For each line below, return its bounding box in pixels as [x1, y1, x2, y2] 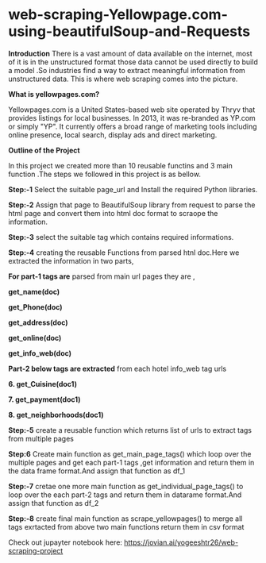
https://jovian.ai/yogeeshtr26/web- [124, 538, 239, 547]
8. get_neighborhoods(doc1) [8, 410, 105, 419]
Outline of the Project [8, 145, 81, 155]
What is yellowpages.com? [8, 89, 100, 98]
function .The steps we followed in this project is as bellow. [8, 169, 201, 179]
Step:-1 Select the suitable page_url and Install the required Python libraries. [8, 184, 258, 194]
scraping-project [8, 546, 64, 555]
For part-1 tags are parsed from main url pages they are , [8, 272, 196, 281]
